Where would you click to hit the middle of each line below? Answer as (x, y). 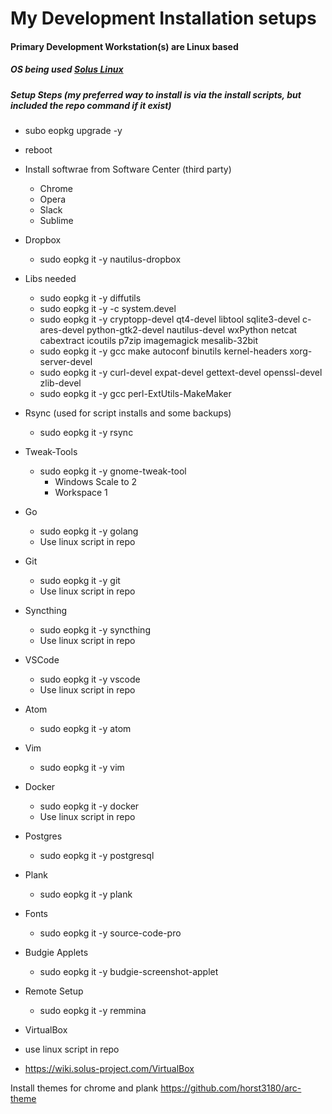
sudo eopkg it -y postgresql (97, 856)
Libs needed (50, 279)
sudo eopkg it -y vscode (90, 679)
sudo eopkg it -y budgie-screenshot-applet (129, 972)
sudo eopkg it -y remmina (93, 1011)
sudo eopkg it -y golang (89, 531)
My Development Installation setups (163, 18)
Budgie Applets (56, 953)
